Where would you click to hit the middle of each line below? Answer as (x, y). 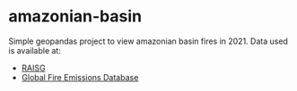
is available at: (35, 50)
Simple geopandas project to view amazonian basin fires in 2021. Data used (148, 41)
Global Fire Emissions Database (80, 77)
